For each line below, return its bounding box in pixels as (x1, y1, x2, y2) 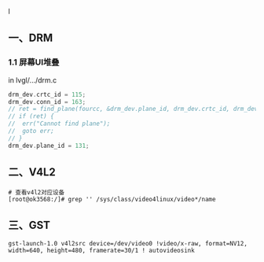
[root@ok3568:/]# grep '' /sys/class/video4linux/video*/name (8, 195, 216, 203)
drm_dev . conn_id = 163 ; (8, 98, 86, 105)
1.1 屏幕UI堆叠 (8, 57, 60, 68)
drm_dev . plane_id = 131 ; (8, 142, 90, 149)
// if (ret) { (8, 113, 55, 120)
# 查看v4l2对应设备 (8, 188, 65, 196)
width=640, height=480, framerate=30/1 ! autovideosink (8, 247, 195, 255)
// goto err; (8, 127, 55, 135)
